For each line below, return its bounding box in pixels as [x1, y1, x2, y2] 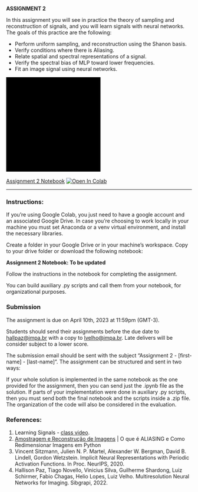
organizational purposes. [6, 288, 67, 296]
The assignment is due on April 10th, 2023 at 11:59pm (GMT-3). [6, 316, 160, 323]
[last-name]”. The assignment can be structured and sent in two [26, 358, 182, 365]
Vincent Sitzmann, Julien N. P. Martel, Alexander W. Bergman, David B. [14, 448, 187, 455]
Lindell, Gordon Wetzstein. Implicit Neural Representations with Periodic [14, 454, 190, 461]
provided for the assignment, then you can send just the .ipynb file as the [6, 382, 184, 389]
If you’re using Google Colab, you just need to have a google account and [6, 211, 184, 218]
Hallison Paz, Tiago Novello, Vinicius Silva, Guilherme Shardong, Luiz [14, 466, 183, 474]
